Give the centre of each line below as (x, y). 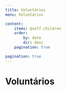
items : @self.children (38, 28)
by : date (32, 38)
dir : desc (33, 43)
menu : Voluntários (24, 15)
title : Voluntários (25, 10)
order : (21, 33)
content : (14, 24)
